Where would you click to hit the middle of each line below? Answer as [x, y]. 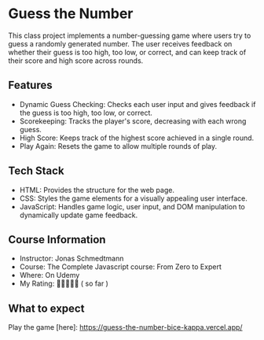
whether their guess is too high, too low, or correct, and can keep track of [127, 52]
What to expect [46, 308]
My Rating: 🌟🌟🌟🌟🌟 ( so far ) [64, 283]
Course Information [57, 240]
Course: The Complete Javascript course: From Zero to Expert [120, 267]
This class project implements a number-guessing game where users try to [130, 35]
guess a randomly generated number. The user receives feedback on [120, 43]
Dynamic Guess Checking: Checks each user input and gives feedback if [137, 104]
